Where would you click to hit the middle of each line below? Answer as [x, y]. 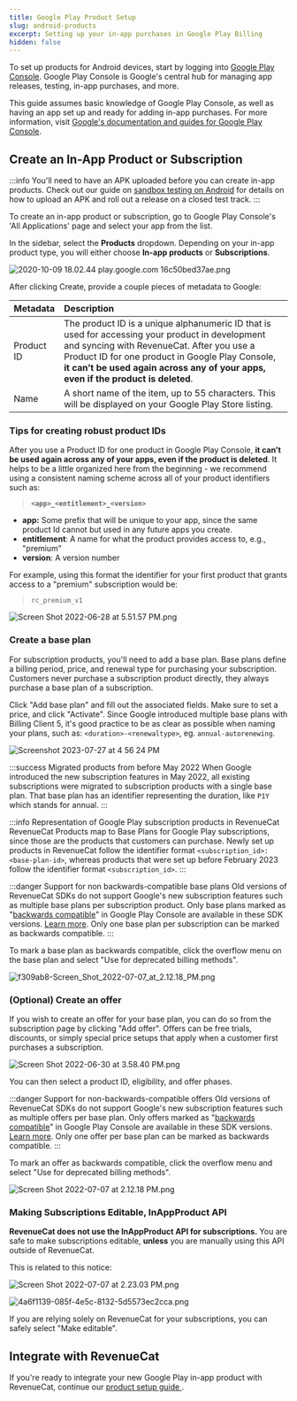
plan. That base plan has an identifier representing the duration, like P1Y [139, 795]
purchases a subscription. [57, 1047]
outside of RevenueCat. [52, 1251]
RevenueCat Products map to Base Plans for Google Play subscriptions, [140, 831]
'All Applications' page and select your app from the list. [111, 226]
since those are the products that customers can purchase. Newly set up [142, 841]
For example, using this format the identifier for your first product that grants [148, 575]
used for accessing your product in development [165, 335]
